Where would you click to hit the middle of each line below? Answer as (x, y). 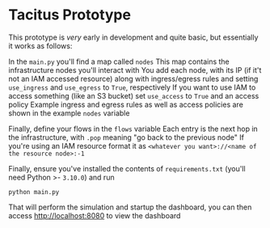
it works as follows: (40, 45)
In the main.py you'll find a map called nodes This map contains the (119, 61)
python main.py (34, 192)
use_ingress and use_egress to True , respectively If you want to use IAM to (132, 87)
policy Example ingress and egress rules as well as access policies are (126, 104)
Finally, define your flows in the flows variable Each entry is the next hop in (133, 129)
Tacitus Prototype (70, 15)
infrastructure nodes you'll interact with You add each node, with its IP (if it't (135, 70)
